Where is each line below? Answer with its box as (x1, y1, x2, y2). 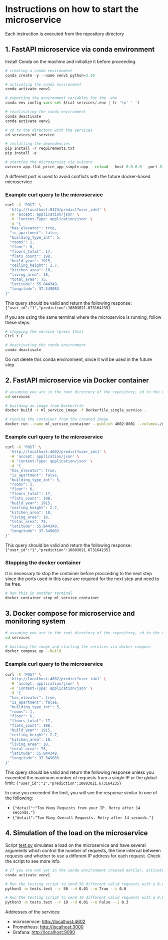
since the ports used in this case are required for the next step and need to (5, 576, 159, 582)
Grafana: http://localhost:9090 (12, 929, 75, 935)
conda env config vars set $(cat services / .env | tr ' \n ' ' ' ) (5, 100, 140, 106)
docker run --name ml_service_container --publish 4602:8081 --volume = (5, 421, 157, 426)
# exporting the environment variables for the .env (5, 96, 117, 101)
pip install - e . (5, 151, 41, 156)
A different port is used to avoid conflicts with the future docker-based (5, 173, 151, 179)
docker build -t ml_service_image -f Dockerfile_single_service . (5, 408, 146, 413)
